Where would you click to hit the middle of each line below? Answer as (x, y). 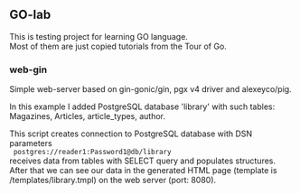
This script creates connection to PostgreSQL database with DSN (131, 134)
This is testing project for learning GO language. (98, 36)
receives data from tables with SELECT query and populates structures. (143, 161)
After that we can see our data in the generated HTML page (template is (143, 171)
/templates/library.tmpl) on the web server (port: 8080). (113, 180)
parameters (31, 143)
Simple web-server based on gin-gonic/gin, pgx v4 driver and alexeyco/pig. (150, 89)
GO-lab (30, 15)
